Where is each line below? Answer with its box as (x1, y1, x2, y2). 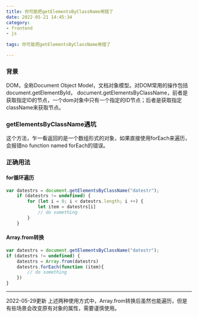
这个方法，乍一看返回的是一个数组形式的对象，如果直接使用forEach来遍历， (6, 135, 190, 142)
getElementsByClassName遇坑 (6, 120, 97, 129)
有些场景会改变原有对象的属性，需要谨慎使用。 (6, 305, 120, 312)
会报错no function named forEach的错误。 (6, 142, 109, 149)
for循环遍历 (6, 174, 34, 181)
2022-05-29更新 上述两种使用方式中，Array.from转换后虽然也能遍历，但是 (6, 298, 187, 305)
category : (6, 19, 31, 25)
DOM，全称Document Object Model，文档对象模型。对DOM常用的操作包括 (6, 82, 189, 89)
